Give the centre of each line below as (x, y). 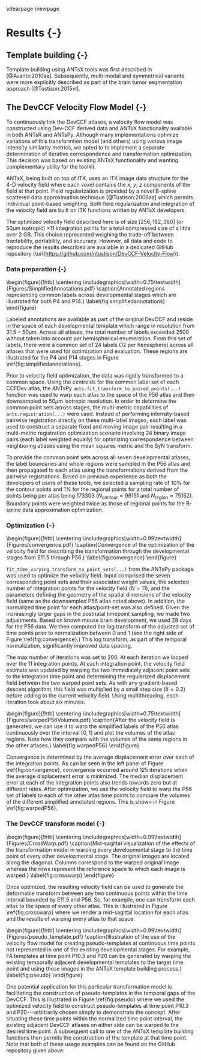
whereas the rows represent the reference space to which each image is (96, 869)
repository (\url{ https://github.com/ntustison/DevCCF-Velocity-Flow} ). (93, 253)
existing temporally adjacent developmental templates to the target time (95, 962)
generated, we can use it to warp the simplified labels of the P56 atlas (92, 726)
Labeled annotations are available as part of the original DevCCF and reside (100, 319)
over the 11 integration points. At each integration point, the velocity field (95, 664)
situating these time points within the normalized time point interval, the (94, 1018)
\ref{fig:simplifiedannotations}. (44, 364)
